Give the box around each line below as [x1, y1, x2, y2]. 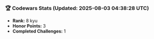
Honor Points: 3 [12, 23, 46, 29]
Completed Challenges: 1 [12, 28, 66, 34]
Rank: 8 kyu [12, 18, 37, 24]
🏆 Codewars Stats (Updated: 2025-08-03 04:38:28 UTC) [5, 4, 149, 11]
